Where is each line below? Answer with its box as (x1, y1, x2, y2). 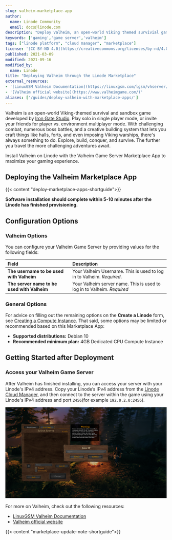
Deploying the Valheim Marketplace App (5, 173, 137, 182)
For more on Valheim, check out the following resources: (5, 504, 124, 510)
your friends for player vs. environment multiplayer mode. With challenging (5, 121, 163, 127)
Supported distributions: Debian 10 (12, 333, 89, 339)
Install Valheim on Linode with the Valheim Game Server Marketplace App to (5, 152, 166, 159)
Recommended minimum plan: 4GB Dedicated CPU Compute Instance (12, 338, 163, 344)
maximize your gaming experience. (5, 158, 79, 164)
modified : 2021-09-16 (5, 57, 52, 62)
